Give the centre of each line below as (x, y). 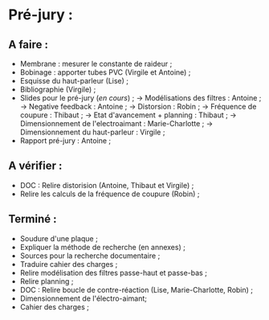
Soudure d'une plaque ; (59, 238)
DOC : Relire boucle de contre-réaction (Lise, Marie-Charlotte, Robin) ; (137, 289)
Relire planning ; (47, 281)
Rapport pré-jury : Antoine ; (65, 141)
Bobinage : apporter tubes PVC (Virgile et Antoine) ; (105, 72)
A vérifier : (35, 166)
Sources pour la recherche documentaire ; (90, 256)
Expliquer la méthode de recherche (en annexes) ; (103, 247)
